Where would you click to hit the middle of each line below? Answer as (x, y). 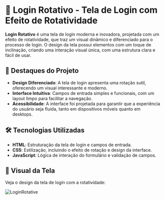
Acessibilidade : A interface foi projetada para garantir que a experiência (86, 104)
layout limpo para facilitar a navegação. (52, 98)
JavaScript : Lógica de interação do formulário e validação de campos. (84, 155)
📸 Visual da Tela (30, 171)
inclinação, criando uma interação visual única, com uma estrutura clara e (80, 50)
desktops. (22, 114)
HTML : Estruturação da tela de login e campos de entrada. (72, 145)
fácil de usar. (18, 55)
